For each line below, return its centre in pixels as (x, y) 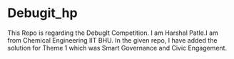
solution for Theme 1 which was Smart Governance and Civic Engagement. (117, 48)
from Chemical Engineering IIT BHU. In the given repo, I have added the (112, 40)
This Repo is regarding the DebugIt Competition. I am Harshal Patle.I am (113, 33)
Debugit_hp (42, 13)
